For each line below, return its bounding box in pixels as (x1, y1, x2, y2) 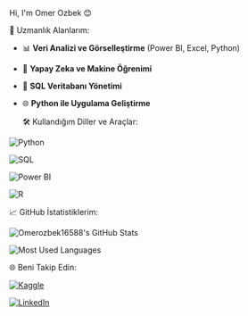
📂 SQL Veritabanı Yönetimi (21, 80, 122, 91)
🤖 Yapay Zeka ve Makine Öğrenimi (21, 63, 153, 74)
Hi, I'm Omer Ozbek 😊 (9, 8, 92, 18)
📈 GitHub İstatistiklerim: (9, 207, 98, 217)
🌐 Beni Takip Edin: (9, 262, 78, 272)
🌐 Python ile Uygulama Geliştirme (21, 98, 151, 108)
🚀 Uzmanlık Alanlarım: (9, 25, 90, 35)
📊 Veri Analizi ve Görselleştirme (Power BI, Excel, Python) (21, 43, 241, 53)
